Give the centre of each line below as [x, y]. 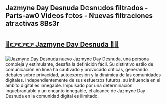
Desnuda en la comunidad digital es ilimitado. [52, 96]
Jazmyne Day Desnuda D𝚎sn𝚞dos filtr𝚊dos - [77, 8]
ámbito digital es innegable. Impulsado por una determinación [69, 85]
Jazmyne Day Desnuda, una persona [111, 59]
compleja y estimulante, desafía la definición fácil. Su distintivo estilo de [79, 64]
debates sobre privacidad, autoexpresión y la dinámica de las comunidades [83, 75]
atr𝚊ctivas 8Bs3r [32, 24]
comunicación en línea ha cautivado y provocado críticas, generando [77, 70]
